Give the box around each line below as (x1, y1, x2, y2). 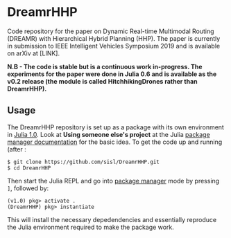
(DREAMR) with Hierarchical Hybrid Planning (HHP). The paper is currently (7, 34, 221, 42)
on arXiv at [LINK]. (7, 49, 60, 57)
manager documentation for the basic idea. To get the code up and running (7, 138, 223, 146)
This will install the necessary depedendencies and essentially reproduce (7, 215, 217, 223)
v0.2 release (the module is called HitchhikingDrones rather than (7, 77, 198, 85)
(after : (7, 145, 26, 153)
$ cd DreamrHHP (7, 164, 51, 172)
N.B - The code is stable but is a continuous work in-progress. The (7, 62, 203, 71)
